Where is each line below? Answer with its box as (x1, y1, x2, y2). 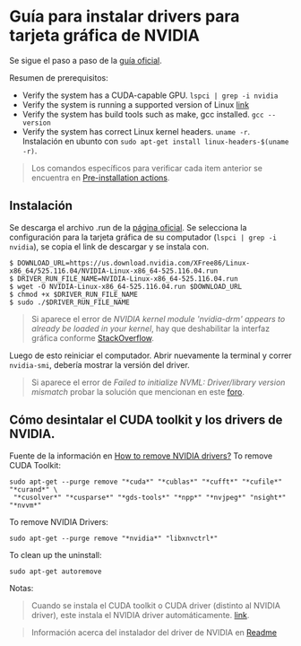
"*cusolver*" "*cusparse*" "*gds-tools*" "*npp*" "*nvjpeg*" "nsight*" (13, 493, 287, 502)
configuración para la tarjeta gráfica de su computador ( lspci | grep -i (9, 231, 278, 242)
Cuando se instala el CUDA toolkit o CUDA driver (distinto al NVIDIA (30, 599, 280, 611)
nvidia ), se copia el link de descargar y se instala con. (9, 240, 210, 252)
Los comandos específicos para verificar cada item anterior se (30, 162, 262, 173)
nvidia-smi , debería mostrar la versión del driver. (9, 359, 190, 370)
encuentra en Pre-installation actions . (30, 172, 170, 183)
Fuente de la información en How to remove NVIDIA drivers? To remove (9, 450, 273, 461)
